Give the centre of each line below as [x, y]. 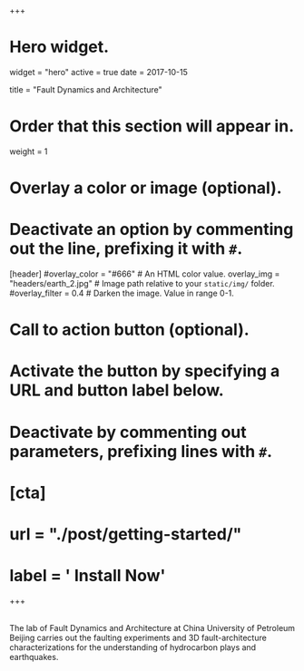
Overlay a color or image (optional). [146, 188]
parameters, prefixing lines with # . [141, 451]
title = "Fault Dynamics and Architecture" [86, 89]
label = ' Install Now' [88, 576]
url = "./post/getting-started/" [126, 534]
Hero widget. [59, 47]
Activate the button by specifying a [145, 371]
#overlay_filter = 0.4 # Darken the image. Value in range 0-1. [122, 293]
